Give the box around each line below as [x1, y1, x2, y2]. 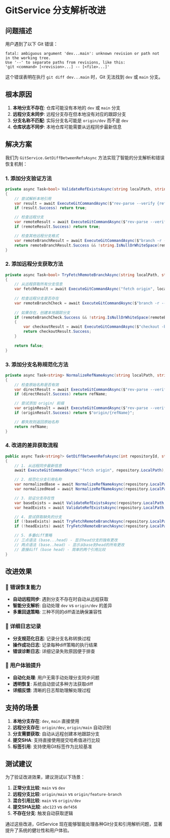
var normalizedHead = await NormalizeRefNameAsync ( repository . [14, 486, 151, 492]
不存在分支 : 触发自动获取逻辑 [12, 810, 73, 816]
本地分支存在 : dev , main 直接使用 [12, 718, 79, 724]
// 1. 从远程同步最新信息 [14, 463, 62, 468]
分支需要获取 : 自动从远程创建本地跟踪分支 [12, 730, 100, 737]
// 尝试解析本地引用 [14, 196, 52, 201]
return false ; [14, 343, 44, 348]
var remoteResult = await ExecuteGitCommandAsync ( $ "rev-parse [14, 220, 148, 225]
